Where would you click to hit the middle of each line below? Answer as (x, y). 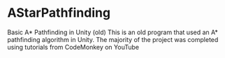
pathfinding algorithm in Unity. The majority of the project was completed (113, 39)
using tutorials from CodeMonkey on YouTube (73, 47)
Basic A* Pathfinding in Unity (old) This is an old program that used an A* (113, 32)
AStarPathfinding (59, 13)
